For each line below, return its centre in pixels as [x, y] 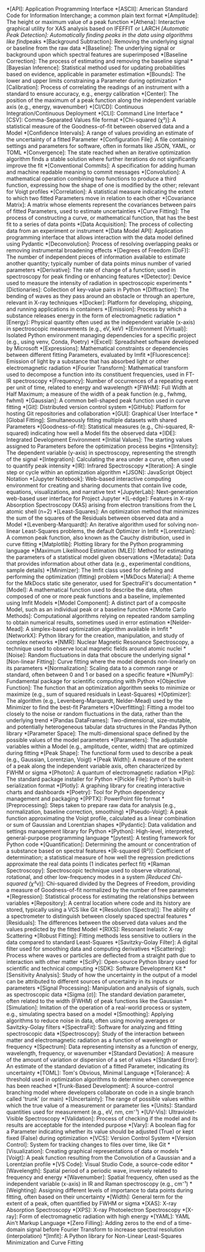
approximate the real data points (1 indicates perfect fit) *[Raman [88, 864]
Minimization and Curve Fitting [45, 1242]
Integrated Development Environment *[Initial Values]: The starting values [99, 440]
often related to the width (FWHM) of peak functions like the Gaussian [95, 1001]
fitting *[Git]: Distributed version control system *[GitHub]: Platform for [96, 407]
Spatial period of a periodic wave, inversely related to [110, 1171]
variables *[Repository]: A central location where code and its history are [99, 903]
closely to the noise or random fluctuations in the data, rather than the [95, 714]
